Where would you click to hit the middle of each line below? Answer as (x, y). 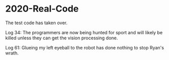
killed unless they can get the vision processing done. (62, 38)
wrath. (12, 53)
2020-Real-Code (42, 9)
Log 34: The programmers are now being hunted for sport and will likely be (84, 32)
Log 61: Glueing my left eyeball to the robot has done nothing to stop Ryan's (85, 47)
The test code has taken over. (36, 23)
